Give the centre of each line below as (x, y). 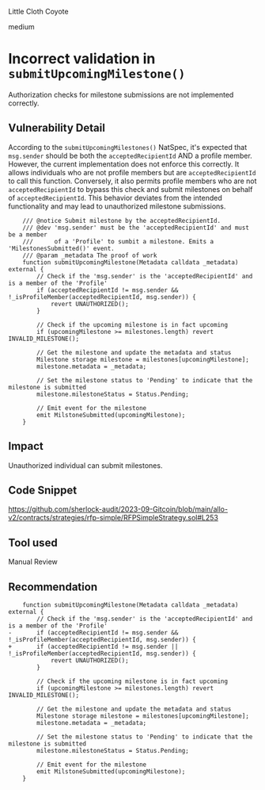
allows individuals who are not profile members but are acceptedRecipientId (132, 172)
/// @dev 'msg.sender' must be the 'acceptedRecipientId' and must (136, 228)
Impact (26, 446)
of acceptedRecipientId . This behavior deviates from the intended (115, 197)
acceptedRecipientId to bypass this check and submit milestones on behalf (131, 189)
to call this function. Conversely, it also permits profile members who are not (132, 181)
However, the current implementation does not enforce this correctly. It (124, 164)
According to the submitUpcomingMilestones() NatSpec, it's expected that (128, 147)
